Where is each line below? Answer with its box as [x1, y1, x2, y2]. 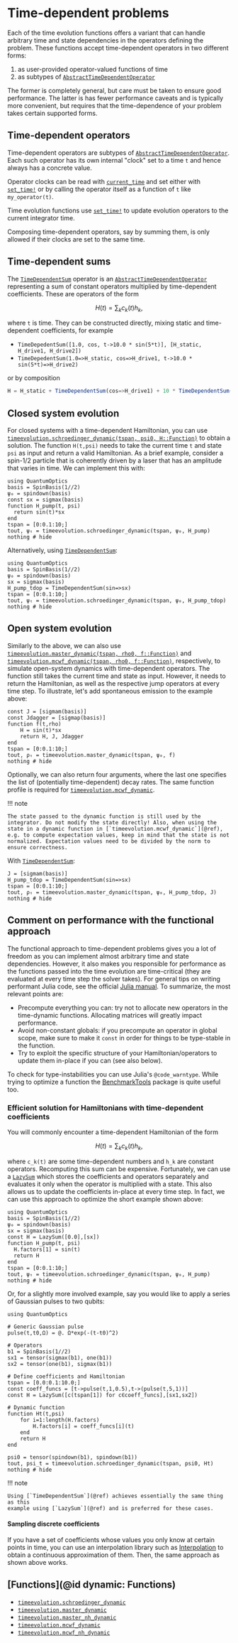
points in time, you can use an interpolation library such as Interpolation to [7, 1543, 224, 1551]
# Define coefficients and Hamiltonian [7, 1373, 125, 1380]
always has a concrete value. [7, 163, 92, 172]
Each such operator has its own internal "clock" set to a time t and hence [7, 156, 222, 164]
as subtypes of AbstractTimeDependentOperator [17, 72, 156, 81]
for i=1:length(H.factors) [20, 1416, 100, 1423]
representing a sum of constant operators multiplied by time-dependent [7, 282, 217, 291]
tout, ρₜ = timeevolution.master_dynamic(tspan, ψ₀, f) [7, 751, 176, 758]
